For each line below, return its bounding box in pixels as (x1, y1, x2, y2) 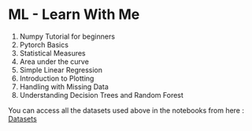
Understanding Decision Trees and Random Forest (19, 90, 183, 99)
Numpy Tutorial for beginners (19, 32, 116, 41)
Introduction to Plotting (19, 73, 94, 83)
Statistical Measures (19, 48, 87, 58)
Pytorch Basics (19, 39, 69, 49)
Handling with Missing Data (19, 81, 109, 92)
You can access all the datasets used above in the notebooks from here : (8, 105, 245, 115)
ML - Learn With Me (8, 6, 140, 24)
